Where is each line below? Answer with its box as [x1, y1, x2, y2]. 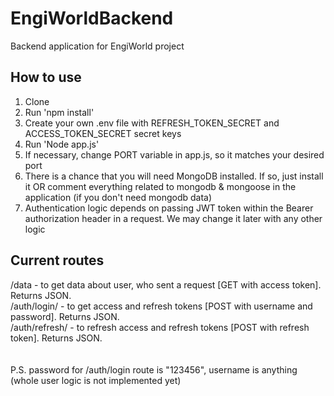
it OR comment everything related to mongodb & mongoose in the [24, 180, 297, 192]
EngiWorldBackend [10, 7, 174, 30]
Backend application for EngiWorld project [10, 40, 185, 52]
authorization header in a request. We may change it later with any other [24, 212, 323, 224]
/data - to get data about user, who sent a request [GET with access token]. [10, 278, 322, 291]
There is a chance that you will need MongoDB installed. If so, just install [24, 170, 324, 182]
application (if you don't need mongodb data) [24, 191, 213, 203]
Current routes [10, 252, 105, 269]
